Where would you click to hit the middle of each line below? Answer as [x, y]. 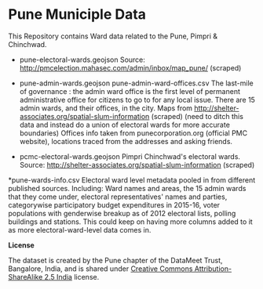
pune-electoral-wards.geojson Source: [82, 60]
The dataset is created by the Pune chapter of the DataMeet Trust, [115, 260]
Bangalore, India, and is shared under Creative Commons [100, 269]
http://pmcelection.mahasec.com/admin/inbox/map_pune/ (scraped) [130, 67]
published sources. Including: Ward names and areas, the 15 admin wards [127, 188]
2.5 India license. [72, 276]
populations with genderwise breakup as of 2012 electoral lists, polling [122, 213]
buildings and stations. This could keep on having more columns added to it [130, 222]
